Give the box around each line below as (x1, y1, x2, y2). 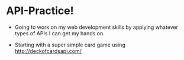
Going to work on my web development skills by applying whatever (14, 24, 179, 31)
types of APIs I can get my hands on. (14, 29, 105, 36)
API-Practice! (6, 4, 74, 18)
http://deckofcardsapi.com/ (14, 47, 82, 54)
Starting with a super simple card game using (14, 41, 125, 48)
